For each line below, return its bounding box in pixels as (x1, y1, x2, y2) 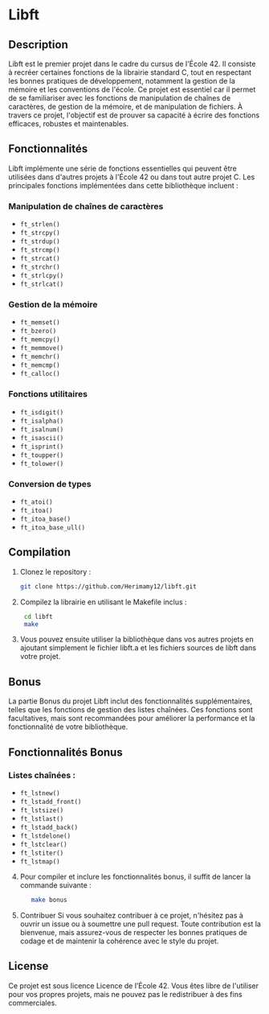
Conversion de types (8, 478, 92, 489)
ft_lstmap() (19, 857, 60, 866)
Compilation (8, 546, 71, 559)
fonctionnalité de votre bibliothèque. (8, 722, 128, 732)
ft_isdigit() (19, 408, 64, 416)
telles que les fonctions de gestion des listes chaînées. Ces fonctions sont (8, 705, 253, 715)
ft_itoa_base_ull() (19, 524, 86, 532)
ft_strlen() (19, 221, 60, 229)
